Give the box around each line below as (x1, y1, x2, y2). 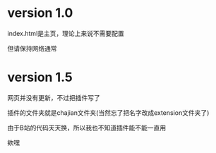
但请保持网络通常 (7, 44, 57, 52)
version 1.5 (7, 69, 73, 85)
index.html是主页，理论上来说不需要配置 (7, 29, 125, 37)
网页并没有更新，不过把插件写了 (7, 93, 100, 102)
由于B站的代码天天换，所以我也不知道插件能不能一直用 (7, 123, 167, 132)
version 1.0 (7, 5, 73, 21)
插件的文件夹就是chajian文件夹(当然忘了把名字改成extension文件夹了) (7, 108, 210, 117)
